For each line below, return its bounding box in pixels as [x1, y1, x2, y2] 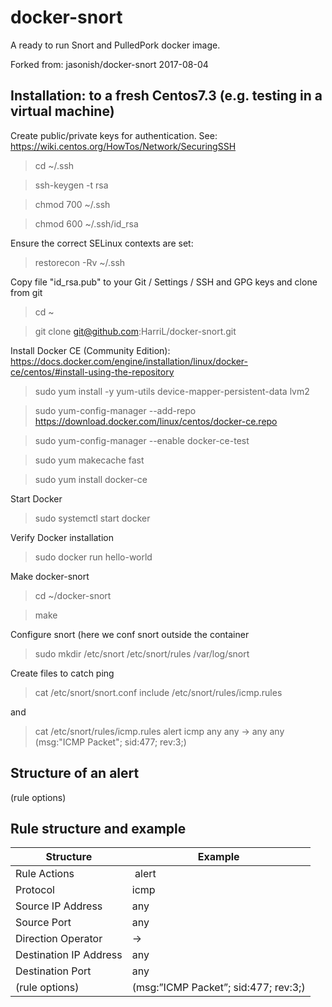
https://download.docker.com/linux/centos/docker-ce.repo [34, 415, 278, 427]
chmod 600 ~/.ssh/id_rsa [34, 217, 139, 230]
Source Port [15, 916, 72, 930]
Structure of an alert [10, 765, 140, 782]
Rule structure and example [10, 820, 187, 837]
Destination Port [15, 964, 92, 978]
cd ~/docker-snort [34, 589, 112, 601]
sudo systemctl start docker [34, 512, 151, 524]
